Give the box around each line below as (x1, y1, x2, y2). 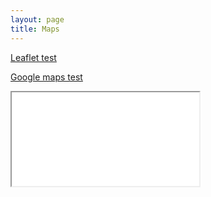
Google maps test (10, 71, 83, 83)
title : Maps (10, 24, 60, 34)
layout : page (10, 14, 65, 25)
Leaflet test (10, 51, 57, 63)
